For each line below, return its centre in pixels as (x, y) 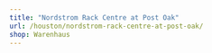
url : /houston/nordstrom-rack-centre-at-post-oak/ (106, 26)
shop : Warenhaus (40, 34)
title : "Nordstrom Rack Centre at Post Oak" (94, 18)
